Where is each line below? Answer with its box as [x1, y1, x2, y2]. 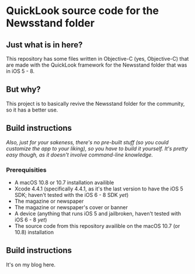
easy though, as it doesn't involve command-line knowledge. [6, 151, 154, 158]
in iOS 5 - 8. [6, 68, 35, 74]
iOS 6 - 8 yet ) [14, 216, 47, 223]
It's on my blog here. [6, 261, 56, 268]
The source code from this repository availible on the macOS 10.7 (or [14, 222, 180, 229]
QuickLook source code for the [6, 4, 159, 18]
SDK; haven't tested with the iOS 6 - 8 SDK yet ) [14, 191, 129, 198]
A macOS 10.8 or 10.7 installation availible [14, 179, 114, 186]
